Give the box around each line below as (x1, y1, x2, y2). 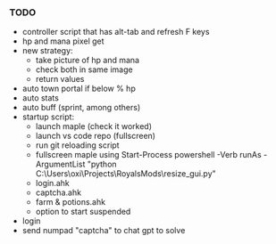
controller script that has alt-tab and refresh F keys (21, 27, 210, 37)
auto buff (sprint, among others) (21, 102, 141, 113)
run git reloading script (35, 140, 120, 150)
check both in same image (35, 64, 133, 75)
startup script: (21, 111, 74, 122)
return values (35, 74, 85, 85)
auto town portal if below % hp (21, 83, 136, 94)
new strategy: (21, 45, 73, 56)
